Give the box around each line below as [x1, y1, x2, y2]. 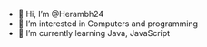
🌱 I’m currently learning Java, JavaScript [17, 28, 171, 38]
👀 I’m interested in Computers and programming [17, 18, 198, 29]
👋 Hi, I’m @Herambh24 [17, 9, 104, 19]
